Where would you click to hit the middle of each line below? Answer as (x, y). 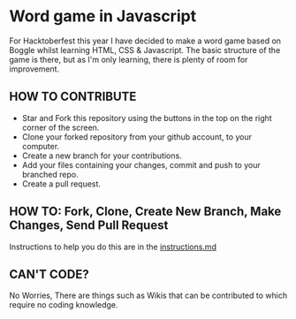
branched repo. (50, 174)
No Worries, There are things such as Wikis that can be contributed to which (148, 296)
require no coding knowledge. (64, 305)
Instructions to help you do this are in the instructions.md (113, 247)
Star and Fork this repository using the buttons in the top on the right (147, 118)
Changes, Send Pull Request (89, 226)
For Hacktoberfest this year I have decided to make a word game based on (145, 41)
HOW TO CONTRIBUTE (73, 97)
